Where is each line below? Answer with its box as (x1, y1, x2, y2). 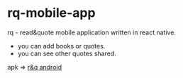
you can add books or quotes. (17, 41, 106, 50)
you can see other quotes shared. (17, 49, 116, 58)
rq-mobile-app (7, 5, 96, 21)
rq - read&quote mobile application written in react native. (7, 28, 176, 37)
